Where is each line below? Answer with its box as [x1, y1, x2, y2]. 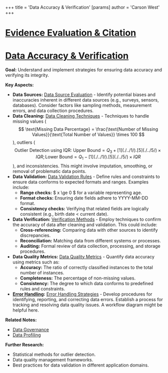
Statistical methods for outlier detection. [12, 351, 96, 357]
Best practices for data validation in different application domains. [12, 362, 149, 368]
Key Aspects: [5, 82, 34, 88]
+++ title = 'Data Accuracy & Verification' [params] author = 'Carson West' [5, 5, 160, 10]
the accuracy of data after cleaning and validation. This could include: [12, 221, 157, 228]
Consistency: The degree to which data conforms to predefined [20, 280, 153, 286]
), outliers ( [12, 139, 35, 145]
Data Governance [12, 326, 49, 332]
